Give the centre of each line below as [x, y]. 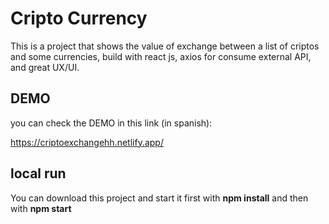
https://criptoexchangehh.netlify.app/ [87, 142]
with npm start [41, 208]
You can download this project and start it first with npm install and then [159, 198]
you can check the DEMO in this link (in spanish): [111, 123]
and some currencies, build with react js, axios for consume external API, [161, 56]
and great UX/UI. [45, 67]
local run [38, 173]
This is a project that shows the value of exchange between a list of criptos [165, 46]
